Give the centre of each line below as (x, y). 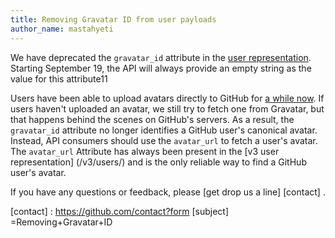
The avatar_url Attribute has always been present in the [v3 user (145, 151)
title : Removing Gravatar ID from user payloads (113, 19)
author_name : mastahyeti (62, 29)
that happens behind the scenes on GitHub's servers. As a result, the (152, 119)
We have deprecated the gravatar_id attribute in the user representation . (161, 57)
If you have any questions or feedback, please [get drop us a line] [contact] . (168, 192)
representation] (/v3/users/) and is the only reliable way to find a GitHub (158, 162)
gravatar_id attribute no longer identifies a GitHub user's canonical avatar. (164, 130)
